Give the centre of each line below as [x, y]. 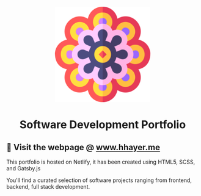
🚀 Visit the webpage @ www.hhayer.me [83, 147]
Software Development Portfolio [103, 125]
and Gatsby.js [24, 168]
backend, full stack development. [48, 187]
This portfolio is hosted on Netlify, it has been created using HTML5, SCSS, [101, 162]
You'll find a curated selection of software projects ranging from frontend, [99, 180]
